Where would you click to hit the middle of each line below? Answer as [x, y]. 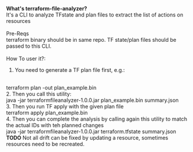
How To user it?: [26, 59]
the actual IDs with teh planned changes [55, 125]
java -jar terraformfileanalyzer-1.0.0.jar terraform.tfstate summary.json [91, 131]
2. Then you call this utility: [39, 94]
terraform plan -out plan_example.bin [51, 87]
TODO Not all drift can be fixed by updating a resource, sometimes [87, 138]
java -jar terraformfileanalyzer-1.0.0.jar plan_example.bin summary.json [92, 100]
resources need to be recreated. [45, 144]
